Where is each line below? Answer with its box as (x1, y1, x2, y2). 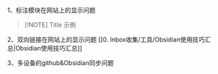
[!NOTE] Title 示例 (24, 21, 76, 29)
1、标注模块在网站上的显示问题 (7, 6, 96, 14)
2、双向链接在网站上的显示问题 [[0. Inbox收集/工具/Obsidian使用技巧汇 (7, 35, 211, 44)
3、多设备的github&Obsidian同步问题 (7, 59, 114, 67)
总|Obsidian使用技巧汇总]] (7, 44, 82, 52)
